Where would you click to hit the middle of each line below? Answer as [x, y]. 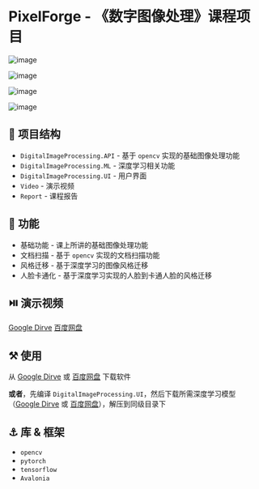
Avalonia [35, 478]
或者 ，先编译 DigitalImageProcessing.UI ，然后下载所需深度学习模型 [122, 394]
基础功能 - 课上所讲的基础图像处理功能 [84, 244]
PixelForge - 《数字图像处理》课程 [122, 17]
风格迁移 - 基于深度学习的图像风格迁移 [84, 265]
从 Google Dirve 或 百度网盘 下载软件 [70, 376]
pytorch [33, 461]
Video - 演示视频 [47, 185]
